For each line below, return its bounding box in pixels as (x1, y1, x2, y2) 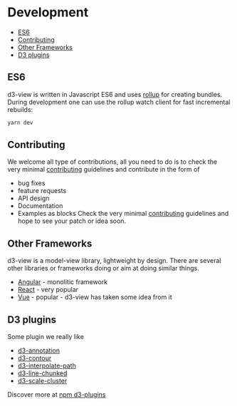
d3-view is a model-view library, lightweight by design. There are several (7, 256, 221, 265)
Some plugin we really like (7, 333, 84, 341)
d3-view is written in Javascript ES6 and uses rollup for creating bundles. (7, 90, 223, 98)
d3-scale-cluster (17, 377, 68, 385)
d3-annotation (17, 346, 60, 355)
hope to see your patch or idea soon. (17, 217, 127, 225)
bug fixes (17, 179, 46, 187)
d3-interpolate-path (17, 361, 76, 370)
